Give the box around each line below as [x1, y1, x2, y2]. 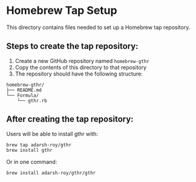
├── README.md [6, 87, 42, 93]
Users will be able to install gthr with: [6, 130, 99, 137]
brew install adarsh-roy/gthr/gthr [6, 170, 96, 176]
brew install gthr [6, 148, 53, 154]
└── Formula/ [6, 92, 39, 99]
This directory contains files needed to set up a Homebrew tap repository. [6, 24, 191, 31]
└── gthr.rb [17, 97, 47, 103]
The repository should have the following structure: [15, 70, 143, 77]
